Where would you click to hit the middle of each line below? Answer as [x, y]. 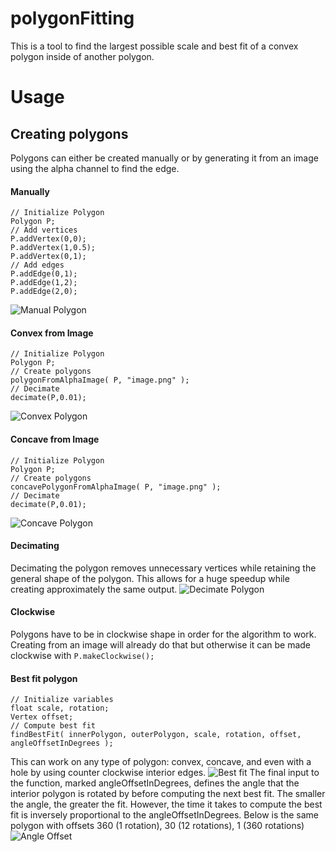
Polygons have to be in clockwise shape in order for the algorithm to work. [163, 634]
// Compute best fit [53, 726]
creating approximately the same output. [94, 589]
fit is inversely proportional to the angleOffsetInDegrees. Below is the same [164, 815]
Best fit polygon [44, 678]
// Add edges [37, 265]
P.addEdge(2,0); [44, 292]
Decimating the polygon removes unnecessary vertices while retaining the [163, 568]
